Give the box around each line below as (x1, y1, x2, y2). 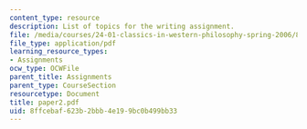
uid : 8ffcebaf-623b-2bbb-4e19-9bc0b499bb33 (9, 106, 178, 115)
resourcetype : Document (9, 89, 101, 98)
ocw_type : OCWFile (9, 64, 79, 74)
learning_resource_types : (9, 47, 108, 56)
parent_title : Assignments (9, 73, 112, 82)
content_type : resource (9, 13, 101, 23)
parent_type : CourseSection (9, 81, 117, 90)
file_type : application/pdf (9, 38, 117, 48)
